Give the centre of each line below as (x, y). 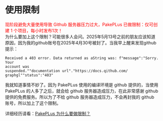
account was (17, 66)
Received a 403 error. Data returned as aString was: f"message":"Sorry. (82, 58)
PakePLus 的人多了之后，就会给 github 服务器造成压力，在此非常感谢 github (81, 91)
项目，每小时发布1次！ (40, 30)
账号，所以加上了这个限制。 (33, 103)
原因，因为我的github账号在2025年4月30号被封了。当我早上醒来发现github (81, 42)
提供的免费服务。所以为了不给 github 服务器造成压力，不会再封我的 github (80, 97)
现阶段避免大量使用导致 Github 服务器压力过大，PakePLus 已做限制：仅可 (79, 24)
